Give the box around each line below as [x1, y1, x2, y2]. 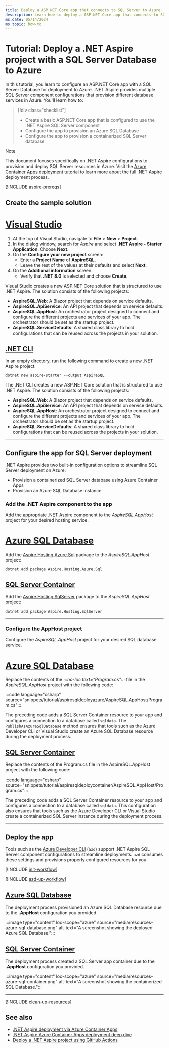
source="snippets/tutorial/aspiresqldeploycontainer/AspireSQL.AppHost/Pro [5, 782, 163, 788]
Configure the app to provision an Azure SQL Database [25, 128, 139, 134]
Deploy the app [5, 833, 54, 841]
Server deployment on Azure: [5, 467, 66, 473]
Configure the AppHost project [5, 625, 82, 632]
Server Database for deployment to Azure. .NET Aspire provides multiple [5, 87, 156, 93]
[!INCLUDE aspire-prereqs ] [5, 184, 61, 190]
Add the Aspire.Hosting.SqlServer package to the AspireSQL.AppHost [5, 594, 150, 600]
